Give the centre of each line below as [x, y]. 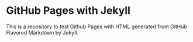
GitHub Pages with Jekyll [68, 11]
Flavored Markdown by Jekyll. [42, 32]
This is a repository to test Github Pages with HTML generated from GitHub [96, 26]
